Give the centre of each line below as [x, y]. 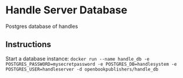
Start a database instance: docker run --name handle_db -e [78, 58]
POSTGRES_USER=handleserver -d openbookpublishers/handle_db [82, 69]
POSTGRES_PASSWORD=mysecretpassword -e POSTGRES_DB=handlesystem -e [91, 64]
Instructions [28, 45]
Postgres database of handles [42, 26]
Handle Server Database [66, 10]
